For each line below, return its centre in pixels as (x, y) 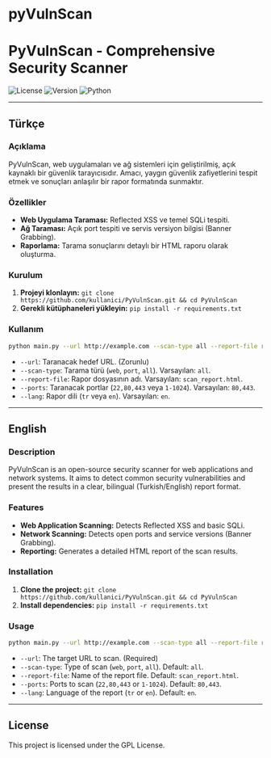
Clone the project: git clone (68, 589)
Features (26, 507)
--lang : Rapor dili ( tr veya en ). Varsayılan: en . (95, 396)
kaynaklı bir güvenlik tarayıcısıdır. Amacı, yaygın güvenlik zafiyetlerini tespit (133, 173)
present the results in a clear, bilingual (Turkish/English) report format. (125, 486)
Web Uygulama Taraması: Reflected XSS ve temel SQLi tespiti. (125, 220)
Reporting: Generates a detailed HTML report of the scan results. (129, 551)
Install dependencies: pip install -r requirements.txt (114, 605)
